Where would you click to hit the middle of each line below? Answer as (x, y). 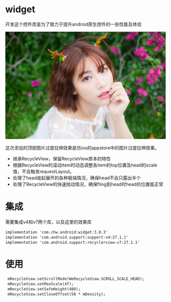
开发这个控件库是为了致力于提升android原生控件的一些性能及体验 (74, 24)
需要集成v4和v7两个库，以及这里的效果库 (48, 222)
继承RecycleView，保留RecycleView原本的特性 (62, 158)
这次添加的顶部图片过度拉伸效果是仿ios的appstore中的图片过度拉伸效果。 (82, 148)
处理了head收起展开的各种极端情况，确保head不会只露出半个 (77, 178)
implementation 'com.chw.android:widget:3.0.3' (57, 232)
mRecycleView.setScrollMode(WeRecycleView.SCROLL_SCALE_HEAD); (76, 279)
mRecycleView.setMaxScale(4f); (40, 284)
